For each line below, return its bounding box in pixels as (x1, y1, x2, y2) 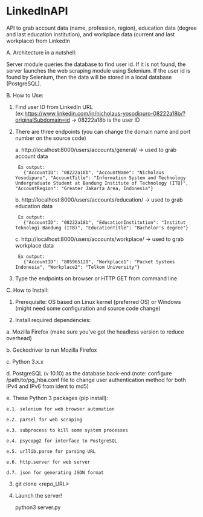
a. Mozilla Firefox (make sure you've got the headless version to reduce (6, 328, 184, 335)
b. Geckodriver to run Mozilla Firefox (6, 346, 97, 354)
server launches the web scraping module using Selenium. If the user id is (6, 67, 190, 74)
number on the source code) (14, 134, 86, 142)
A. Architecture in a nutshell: (6, 48, 77, 56)
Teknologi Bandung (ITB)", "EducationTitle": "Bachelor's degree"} (14, 225, 188, 231)
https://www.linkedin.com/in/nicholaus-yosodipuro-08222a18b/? (24, 110, 186, 117)
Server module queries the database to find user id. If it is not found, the (6, 61, 186, 68)
